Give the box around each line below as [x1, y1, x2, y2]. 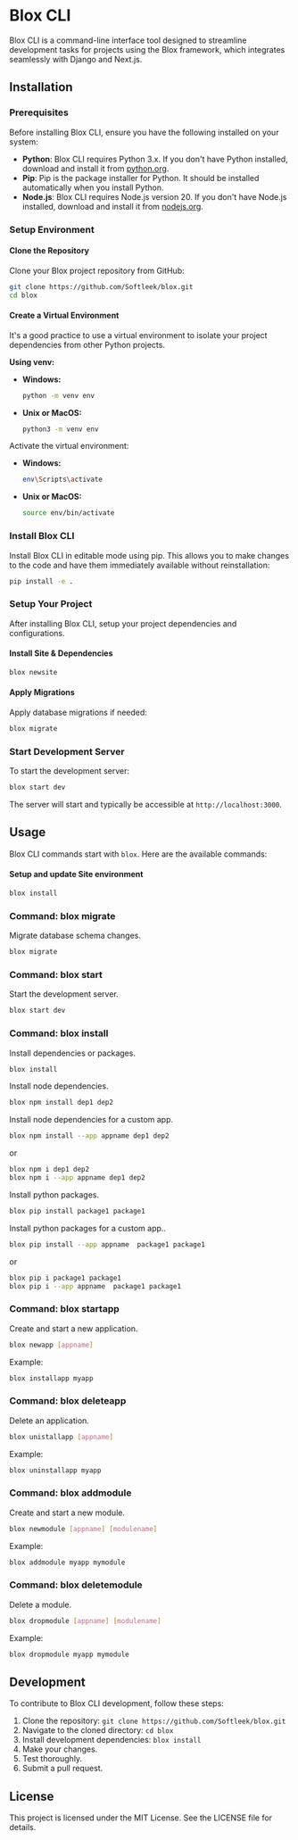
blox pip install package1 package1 [9, 1206, 145, 1215]
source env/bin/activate [21, 509, 115, 518]
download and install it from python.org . [21, 162, 170, 174]
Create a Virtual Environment [9, 310, 120, 321]
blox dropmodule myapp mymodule [9, 1650, 129, 1659]
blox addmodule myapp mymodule [9, 1558, 126, 1567]
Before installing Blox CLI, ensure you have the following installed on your [9, 127, 279, 137]
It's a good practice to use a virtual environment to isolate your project [9, 329, 268, 340]
